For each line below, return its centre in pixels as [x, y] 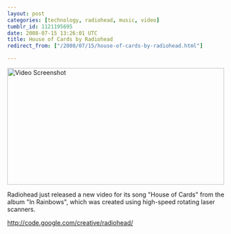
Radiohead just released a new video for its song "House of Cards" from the [116, 194]
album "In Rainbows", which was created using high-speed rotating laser [111, 202]
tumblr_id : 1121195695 [40, 26]
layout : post [26, 14]
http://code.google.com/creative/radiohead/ [70, 223]
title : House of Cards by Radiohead [60, 40]
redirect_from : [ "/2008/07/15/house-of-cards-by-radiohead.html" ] [105, 46]
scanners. [22, 209]
